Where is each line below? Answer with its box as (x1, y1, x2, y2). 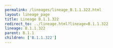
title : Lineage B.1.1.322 (5, 16, 59, 21)
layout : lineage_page (5, 12, 50, 17)
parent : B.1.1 (5, 30, 35, 35)
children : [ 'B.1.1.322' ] (5, 35, 57, 40)
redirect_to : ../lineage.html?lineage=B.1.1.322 (5, 21, 108, 26)
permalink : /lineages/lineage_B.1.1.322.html (5, 7, 101, 12)
